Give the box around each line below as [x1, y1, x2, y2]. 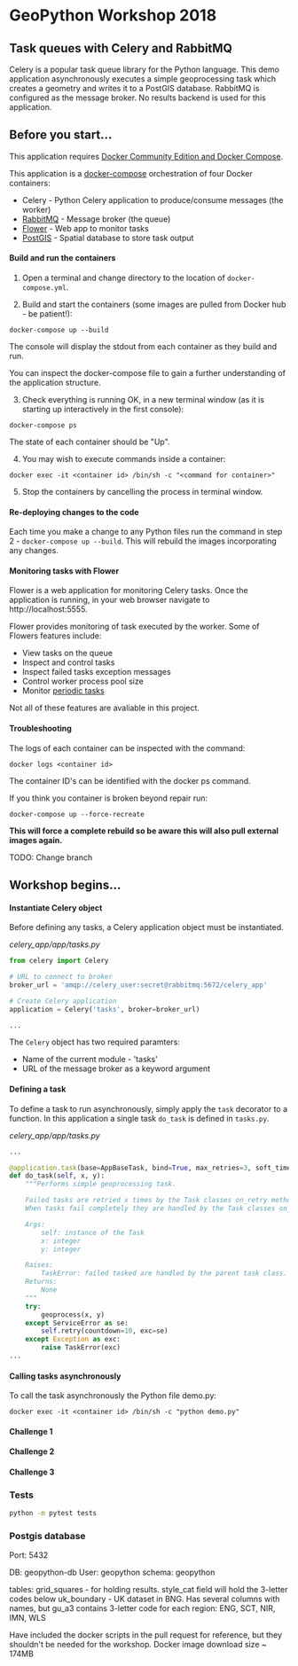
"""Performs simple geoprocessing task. [25, 1180, 176, 1189]
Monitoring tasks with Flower [9, 565, 120, 576]
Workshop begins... [9, 878, 122, 893]
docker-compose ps [9, 421, 77, 430]
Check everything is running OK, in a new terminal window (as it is [21, 395, 264, 405]
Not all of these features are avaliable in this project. [9, 702, 200, 714]
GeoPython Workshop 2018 [9, 5, 217, 26]
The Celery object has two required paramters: [9, 1036, 180, 1047]
